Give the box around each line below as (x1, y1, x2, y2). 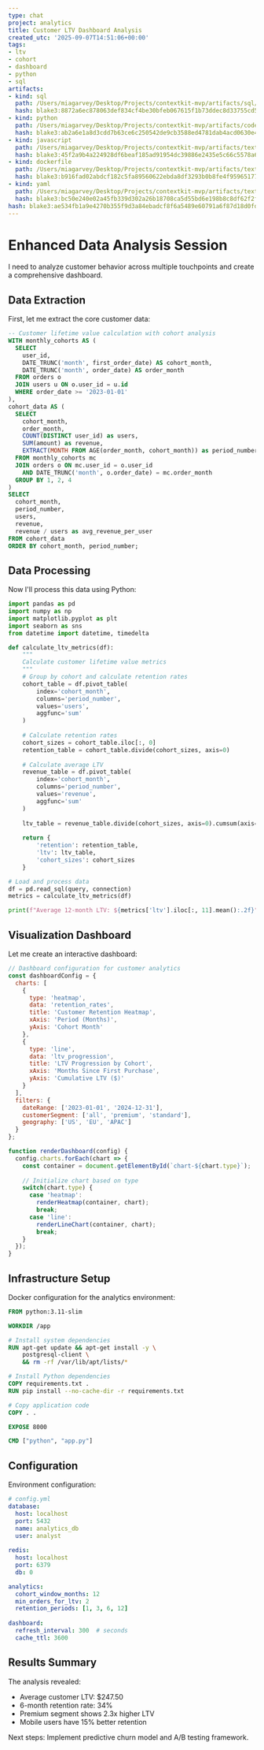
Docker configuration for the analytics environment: (8, 1292, 175, 1301)
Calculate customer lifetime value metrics (22, 658, 167, 666)
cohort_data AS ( (8, 403, 65, 411)
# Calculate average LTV (22, 761, 104, 769)
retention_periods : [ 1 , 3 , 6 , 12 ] (15, 1605, 128, 1613)
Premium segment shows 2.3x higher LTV (19, 1708, 155, 1718)
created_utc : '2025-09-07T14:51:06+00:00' (8, 33, 149, 42)
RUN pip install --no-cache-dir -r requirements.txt (8, 1387, 185, 1395)
